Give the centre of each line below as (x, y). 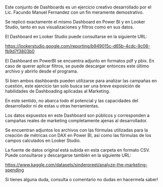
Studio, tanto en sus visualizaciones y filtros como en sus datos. (70, 27)
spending (15, 170)
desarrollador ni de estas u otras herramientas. (52, 106)
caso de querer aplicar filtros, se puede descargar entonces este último (77, 66)
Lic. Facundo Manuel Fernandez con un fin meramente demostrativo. (74, 12)
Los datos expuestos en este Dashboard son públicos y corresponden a (77, 115)
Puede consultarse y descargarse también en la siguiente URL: (68, 155)
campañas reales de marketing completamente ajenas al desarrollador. (76, 120)
